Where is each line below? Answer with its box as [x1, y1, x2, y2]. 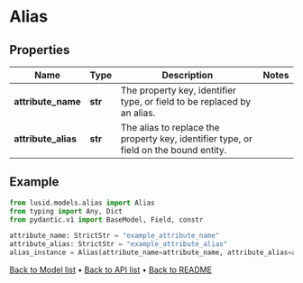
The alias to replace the [120, 122, 220, 133]
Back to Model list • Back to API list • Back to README [9, 264, 212, 276]
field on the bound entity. [120, 144, 227, 156]
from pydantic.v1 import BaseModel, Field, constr [9, 215, 204, 224]
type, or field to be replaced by [120, 96, 251, 107]
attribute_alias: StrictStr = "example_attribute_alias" [9, 240, 228, 249]
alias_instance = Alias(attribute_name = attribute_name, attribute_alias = [9, 248, 293, 258]
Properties [9, 42, 70, 58]
